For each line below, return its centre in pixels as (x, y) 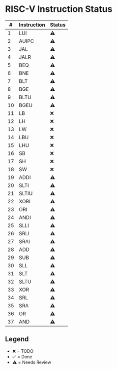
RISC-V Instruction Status (59, 9)
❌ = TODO (23, 351)
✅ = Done (22, 357)
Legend (17, 339)
